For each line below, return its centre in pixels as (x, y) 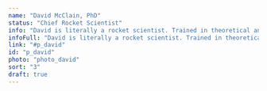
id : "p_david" (32, 52)
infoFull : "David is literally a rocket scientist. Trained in (115, 38)
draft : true (28, 74)
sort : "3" (25, 67)
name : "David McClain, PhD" (55, 15)
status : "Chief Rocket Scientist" (66, 23)
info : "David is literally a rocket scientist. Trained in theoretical (129, 30)
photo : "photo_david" (44, 60)
